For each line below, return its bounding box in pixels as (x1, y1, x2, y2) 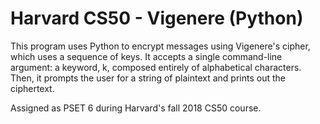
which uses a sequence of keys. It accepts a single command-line (10, 50, 283, 62)
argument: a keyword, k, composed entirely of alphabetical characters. (10, 61, 302, 73)
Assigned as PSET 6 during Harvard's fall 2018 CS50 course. (10, 102, 262, 114)
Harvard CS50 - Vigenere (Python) (10, 7, 304, 30)
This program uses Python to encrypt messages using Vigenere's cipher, (10, 40, 311, 52)
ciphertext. (10, 82, 55, 94)
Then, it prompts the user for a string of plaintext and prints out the (10, 72, 286, 84)
